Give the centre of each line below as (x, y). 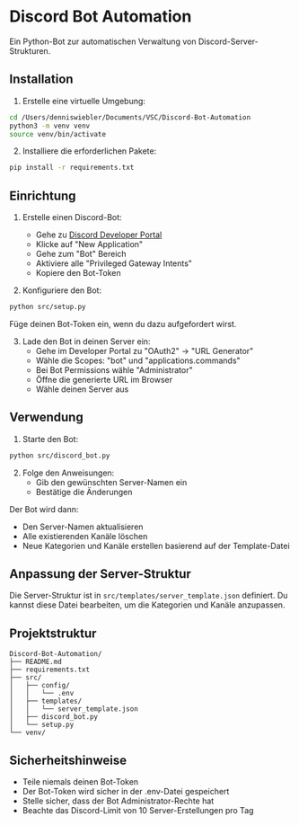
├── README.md (36, 662)
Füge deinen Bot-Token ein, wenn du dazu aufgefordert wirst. (123, 324)
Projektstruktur (53, 633)
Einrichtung (43, 195)
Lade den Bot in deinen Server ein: (86, 341)
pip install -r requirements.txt (72, 168)
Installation (41, 80)
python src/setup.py (48, 307)
